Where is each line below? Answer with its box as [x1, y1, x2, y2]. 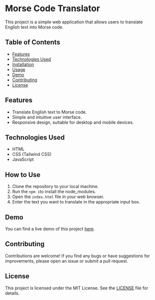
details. [5, 290, 20, 296]
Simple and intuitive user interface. [12, 114, 82, 120]
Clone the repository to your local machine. [12, 183, 99, 189]
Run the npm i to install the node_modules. [12, 189, 96, 195]
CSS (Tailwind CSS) [12, 151, 52, 157]
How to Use [5, 170, 41, 179]
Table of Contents [5, 38, 61, 47]
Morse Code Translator [5, 3, 101, 14]
